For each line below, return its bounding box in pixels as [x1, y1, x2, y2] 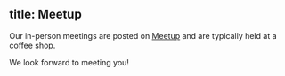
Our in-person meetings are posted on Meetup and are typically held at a [9, 30, 278, 41]
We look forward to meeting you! [9, 57, 129, 67]
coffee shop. [9, 40, 56, 50]
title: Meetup [9, 7, 82, 22]
